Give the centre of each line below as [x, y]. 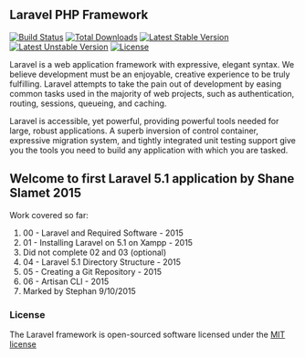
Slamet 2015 [46, 193]
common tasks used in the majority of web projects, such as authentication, [152, 93]
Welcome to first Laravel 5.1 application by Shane [152, 179]
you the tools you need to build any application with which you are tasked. [149, 150]
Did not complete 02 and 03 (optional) [95, 252]
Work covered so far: [49, 215]
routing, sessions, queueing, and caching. [88, 103]
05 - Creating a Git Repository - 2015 [92, 271]
